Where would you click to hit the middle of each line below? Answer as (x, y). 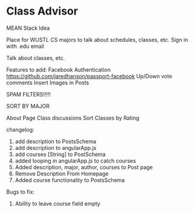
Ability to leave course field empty (58, 203)
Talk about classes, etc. (36, 58)
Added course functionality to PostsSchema (70, 180)
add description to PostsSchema (56, 141)
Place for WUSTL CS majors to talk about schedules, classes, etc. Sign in (97, 39)
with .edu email (25, 46)
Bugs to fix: (21, 192)
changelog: (20, 129)
